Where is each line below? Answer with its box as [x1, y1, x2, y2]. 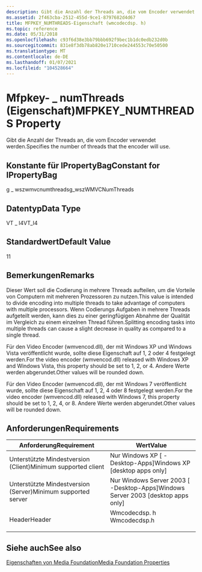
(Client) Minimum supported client [9, 463, 105, 471]
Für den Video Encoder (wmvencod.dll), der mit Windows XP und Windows [6, 343, 192, 350]
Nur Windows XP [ [110, 451, 162, 460]
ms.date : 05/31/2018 [6, 31, 58, 37]
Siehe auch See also [6, 542, 82, 553]
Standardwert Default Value [6, 237, 111, 247]
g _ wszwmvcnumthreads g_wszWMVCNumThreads [6, 186, 134, 193]
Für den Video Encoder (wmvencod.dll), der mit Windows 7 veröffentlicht [6, 380, 187, 387]
